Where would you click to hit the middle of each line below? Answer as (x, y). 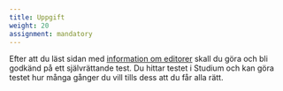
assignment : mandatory (51, 34)
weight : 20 (29, 26)
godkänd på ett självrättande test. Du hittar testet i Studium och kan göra (141, 68)
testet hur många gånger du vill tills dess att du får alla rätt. (116, 78)
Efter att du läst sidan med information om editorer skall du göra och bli (138, 59)
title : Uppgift (37, 17)
